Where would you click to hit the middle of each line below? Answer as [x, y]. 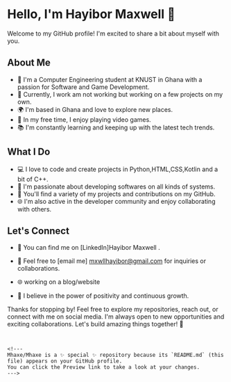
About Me [29, 63]
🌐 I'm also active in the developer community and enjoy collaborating [116, 201]
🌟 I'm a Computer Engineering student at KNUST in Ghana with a [110, 79]
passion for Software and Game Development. [83, 87]
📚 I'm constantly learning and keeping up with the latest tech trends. [116, 127]
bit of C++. [33, 179]
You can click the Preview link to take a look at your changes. [103, 367]
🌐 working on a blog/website [59, 282]
